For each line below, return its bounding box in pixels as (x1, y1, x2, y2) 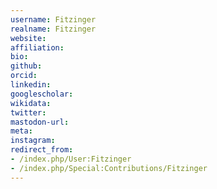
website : (10, 33, 47, 43)
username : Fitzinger (10, 14, 97, 25)
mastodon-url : (10, 117, 70, 127)
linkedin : (10, 80, 52, 90)
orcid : (10, 71, 38, 81)
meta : (10, 126, 33, 136)
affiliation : (10, 42, 65, 53)
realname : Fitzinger (10, 24, 97, 34)
